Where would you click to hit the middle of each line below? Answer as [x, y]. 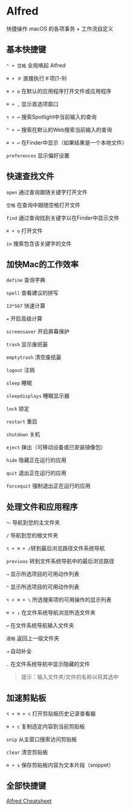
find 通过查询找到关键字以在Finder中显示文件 [63, 218]
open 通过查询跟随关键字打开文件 [47, 192]
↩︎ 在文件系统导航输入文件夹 [40, 625]
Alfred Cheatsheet [29, 801]
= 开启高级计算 [24, 318]
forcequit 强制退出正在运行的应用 [48, 486]
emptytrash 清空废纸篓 [34, 357]
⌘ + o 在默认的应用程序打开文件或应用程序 [59, 91]
